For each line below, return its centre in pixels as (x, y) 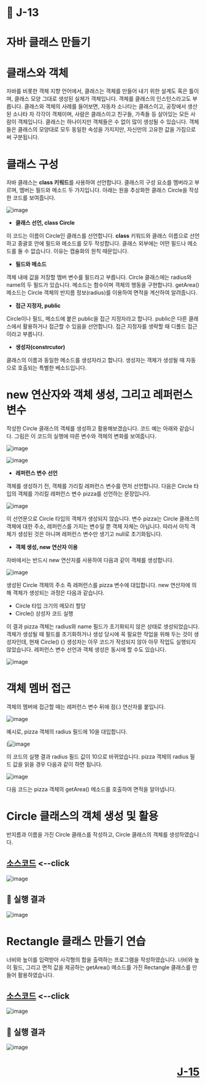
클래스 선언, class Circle (45, 223)
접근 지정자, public (38, 306)
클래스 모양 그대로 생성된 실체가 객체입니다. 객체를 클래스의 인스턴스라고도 (103, 99)
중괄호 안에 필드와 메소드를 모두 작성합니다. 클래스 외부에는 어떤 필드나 (102, 244)
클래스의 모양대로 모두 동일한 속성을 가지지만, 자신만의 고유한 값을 (96, 130)
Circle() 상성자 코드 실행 (44, 614)
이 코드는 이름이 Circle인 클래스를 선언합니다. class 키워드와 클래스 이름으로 (97, 236)
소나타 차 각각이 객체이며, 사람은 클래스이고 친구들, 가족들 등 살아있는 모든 (101, 114)
